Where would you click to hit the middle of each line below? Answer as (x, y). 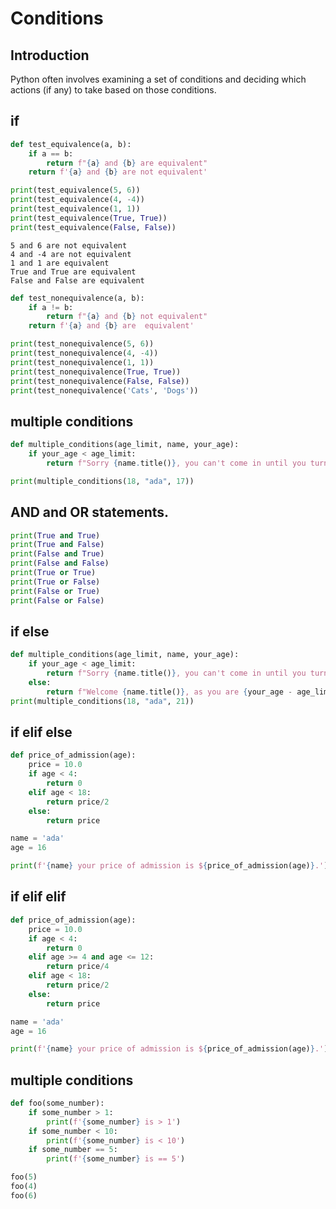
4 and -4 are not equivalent (71, 254)
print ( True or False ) (55, 582)
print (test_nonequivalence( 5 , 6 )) (82, 344)
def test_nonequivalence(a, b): (77, 298)
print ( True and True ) (55, 535)
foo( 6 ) (24, 1195)
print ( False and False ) (60, 563)
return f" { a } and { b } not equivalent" (127, 317)
